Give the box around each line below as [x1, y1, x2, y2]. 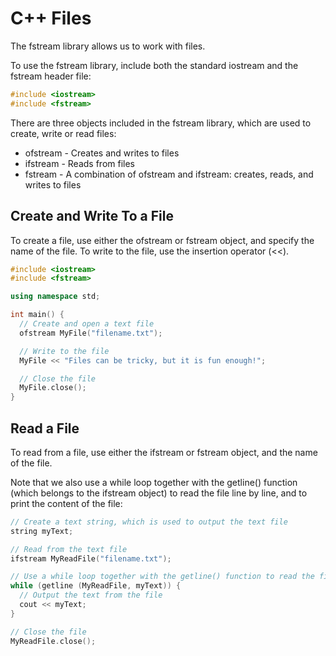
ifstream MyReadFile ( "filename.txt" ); [10, 553, 172, 564]
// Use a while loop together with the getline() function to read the [10, 572, 315, 582]
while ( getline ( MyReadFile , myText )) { [10, 581, 182, 591]
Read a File [10, 420, 80, 437]
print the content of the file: [10, 497, 123, 509]
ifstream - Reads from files [24, 157, 135, 169]
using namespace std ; [10, 292, 101, 302]
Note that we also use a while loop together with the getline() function [10, 476, 298, 488]
